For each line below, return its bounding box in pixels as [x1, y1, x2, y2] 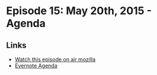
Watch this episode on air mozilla [14, 56, 96, 63]
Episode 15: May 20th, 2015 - [6, 4, 152, 18]
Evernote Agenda [14, 62, 57, 69]
